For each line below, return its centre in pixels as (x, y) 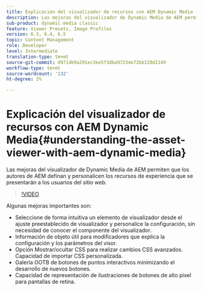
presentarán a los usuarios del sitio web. (56, 182)
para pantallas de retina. (45, 282)
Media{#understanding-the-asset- (96, 140)
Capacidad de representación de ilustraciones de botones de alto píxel (103, 275)
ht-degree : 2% (24, 79)
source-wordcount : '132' (37, 74)
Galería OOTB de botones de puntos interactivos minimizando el (95, 263)
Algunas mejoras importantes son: (49, 206)
